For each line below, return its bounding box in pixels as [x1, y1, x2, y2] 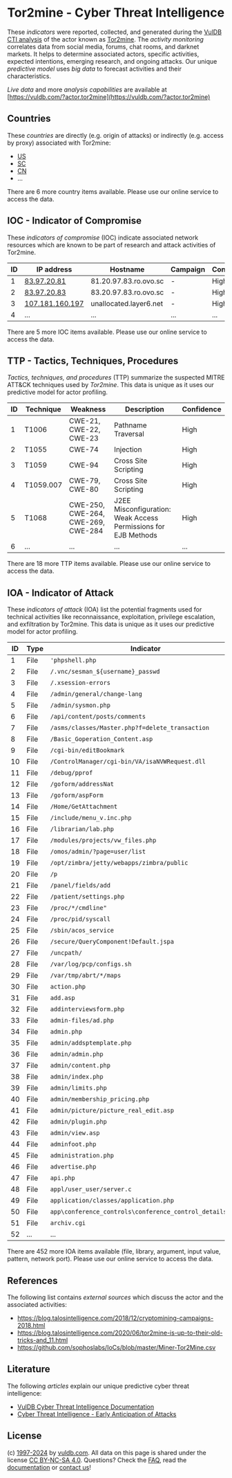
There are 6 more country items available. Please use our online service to [7, 187, 219, 195]
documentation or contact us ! [7, 1463, 92, 1471]
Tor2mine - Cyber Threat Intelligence [7, 5, 225, 21]
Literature [7, 1363, 50, 1375]
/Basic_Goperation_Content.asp [50, 736, 153, 743]
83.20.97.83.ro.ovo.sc [90, 287, 164, 297]
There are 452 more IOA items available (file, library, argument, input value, [7, 1247, 221, 1256]
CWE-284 [68, 526, 104, 536]
